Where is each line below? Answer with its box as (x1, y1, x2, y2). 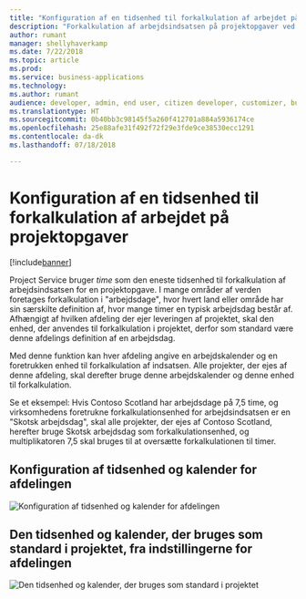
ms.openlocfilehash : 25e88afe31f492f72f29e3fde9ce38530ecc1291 (9, 124, 255, 133)
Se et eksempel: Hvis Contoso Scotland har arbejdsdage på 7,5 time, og (9, 397, 280, 408)
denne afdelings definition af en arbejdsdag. (9, 332, 176, 343)
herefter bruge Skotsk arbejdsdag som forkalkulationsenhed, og (9, 426, 250, 437)
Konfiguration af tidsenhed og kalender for (9, 462, 258, 478)
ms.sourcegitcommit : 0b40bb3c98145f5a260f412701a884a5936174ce (9, 115, 255, 124)
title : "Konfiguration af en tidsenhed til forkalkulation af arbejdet (9, 13, 287, 23)
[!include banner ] (9, 256, 72, 267)
